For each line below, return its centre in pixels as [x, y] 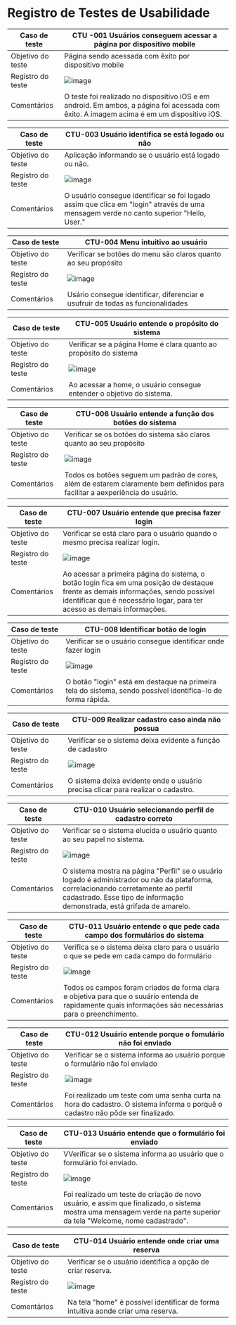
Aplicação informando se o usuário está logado [142, 155]
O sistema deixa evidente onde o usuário [135, 781]
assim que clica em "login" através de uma [135, 204]
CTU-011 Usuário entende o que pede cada [144, 926]
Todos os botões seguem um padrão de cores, [141, 475]
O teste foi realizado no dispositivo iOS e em [137, 96]
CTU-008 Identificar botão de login [145, 629]
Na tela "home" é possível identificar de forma [144, 1302]
